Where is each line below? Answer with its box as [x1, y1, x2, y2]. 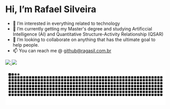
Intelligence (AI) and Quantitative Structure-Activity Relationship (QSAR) [12, 31, 164, 37]
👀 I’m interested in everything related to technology [12, 20, 121, 26]
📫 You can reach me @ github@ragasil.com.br [12, 47, 111, 54]
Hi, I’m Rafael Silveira [5, 4, 97, 15]
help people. [12, 42, 39, 48]
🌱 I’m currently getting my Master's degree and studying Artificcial [12, 25, 153, 31]
